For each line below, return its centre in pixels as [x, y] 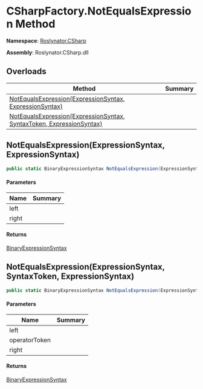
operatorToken [30, 340]
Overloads [26, 72]
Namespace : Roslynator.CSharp [46, 41]
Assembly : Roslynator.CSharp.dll [47, 52]
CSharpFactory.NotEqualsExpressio [99, 11]
